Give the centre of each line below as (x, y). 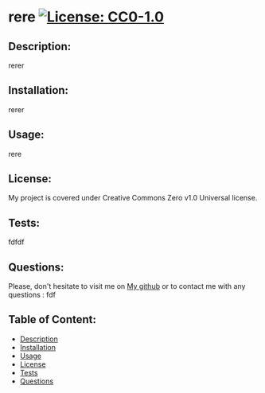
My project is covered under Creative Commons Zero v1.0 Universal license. (133, 198)
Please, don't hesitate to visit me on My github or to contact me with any (127, 286)
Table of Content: (53, 319)
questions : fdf (32, 295)
